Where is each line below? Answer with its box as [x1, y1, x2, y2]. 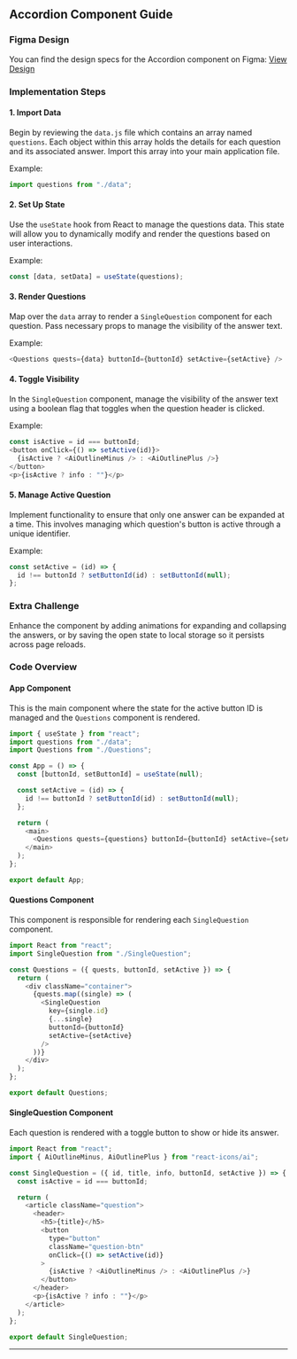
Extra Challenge [9, 600, 80, 613]
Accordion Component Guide [9, 7, 173, 22]
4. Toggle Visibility [9, 374, 80, 385]
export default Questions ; [9, 1089, 109, 1097]
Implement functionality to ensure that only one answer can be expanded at [9, 509, 285, 519]
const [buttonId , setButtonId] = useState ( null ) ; [17, 770, 203, 779]
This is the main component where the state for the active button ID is [9, 702, 263, 713]
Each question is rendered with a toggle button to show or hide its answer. [9, 1128, 279, 1138]
